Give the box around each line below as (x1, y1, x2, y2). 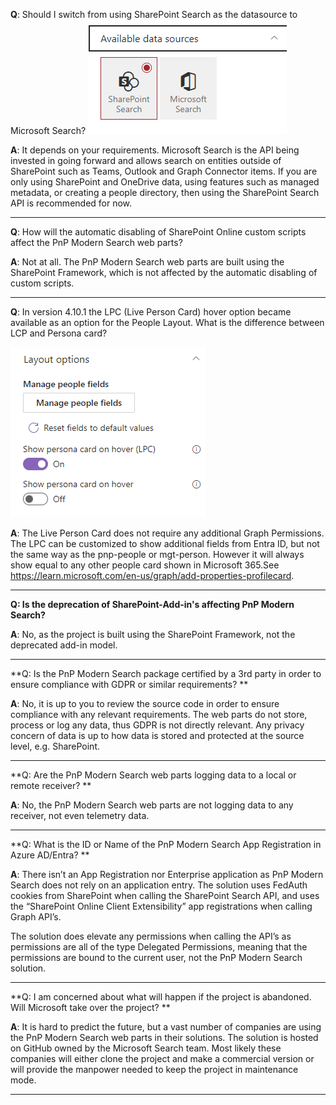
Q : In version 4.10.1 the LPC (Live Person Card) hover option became (10, 306, 292, 318)
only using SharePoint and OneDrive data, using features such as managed (10, 176, 320, 188)
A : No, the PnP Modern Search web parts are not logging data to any (10, 799, 294, 811)
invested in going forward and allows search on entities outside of (10, 155, 282, 166)
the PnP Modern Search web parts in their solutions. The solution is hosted (10, 1032, 319, 1043)
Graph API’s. (10, 911, 62, 923)
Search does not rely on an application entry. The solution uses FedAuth (10, 879, 308, 891)
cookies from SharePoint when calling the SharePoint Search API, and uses (10, 890, 320, 901)
